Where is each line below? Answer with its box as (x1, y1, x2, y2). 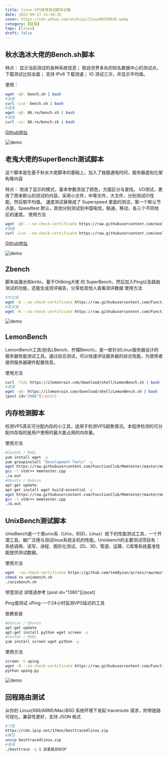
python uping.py (5, 668, 39, 673)
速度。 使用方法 (13, 211, 46, 217)
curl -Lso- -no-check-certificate (5, 231, 77, 236)
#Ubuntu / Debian (5, 478, 41, 483)
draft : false (5, 31, 32, 36)
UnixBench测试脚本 (5, 516, 66, 525)
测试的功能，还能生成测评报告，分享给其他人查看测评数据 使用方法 (5, 285, 142, 291)
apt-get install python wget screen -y (5, 630, 88, 635)
